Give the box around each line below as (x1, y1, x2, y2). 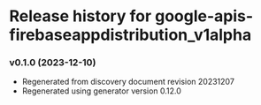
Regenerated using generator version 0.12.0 (21, 86, 181, 96)
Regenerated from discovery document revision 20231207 (21, 77, 234, 87)
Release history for (9, 6, 152, 26)
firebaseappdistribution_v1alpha (9, 25, 252, 45)
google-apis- (154, 6, 254, 26)
